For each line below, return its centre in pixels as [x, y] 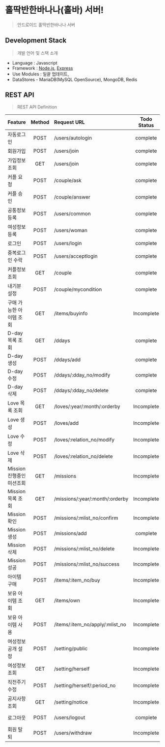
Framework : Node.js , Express [42, 68]
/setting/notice [71, 702]
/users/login [68, 243]
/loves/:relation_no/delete [83, 456]
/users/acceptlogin [76, 256]
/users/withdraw [73, 733]
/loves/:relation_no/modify [84, 440]
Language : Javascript [35, 63]
